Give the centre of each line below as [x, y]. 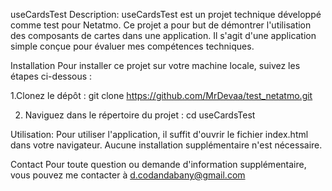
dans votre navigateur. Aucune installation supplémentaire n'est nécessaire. [166, 145]
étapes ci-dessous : [51, 76]
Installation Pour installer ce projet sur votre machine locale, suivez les [155, 65]
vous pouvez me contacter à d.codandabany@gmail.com [128, 175]
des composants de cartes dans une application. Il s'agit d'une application [163, 35]
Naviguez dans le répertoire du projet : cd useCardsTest [140, 115]
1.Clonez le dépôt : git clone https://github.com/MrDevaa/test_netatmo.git [161, 95]
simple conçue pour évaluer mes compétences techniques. [132, 46]
